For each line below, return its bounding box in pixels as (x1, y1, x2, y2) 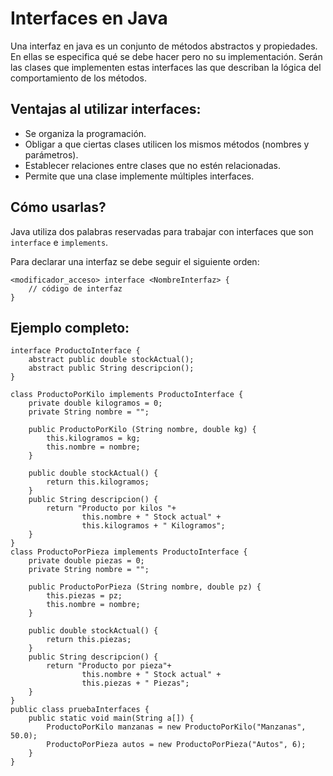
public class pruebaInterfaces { (10, 705, 150, 715)
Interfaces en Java (10, 7, 168, 30)
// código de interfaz (28, 283, 123, 294)
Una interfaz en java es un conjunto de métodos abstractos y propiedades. (10, 40, 318, 52)
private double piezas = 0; (28, 556, 145, 566)
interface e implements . (10, 236, 109, 248)
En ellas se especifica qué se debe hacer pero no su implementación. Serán (10, 50, 323, 62)
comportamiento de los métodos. (10, 72, 147, 84)
